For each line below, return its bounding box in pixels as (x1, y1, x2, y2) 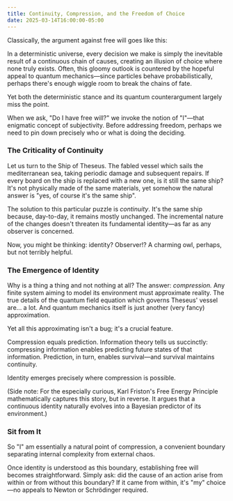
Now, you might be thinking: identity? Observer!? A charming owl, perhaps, (7, 240, 223, 248)
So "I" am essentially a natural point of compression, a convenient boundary (7, 442, 226, 451)
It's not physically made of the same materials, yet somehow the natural (7, 184, 214, 192)
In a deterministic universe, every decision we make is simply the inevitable (7, 50, 223, 58)
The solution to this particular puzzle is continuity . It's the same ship (7, 204, 203, 213)
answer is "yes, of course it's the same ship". (7, 191, 137, 200)
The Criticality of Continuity (7, 146, 104, 156)
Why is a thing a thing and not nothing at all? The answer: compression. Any (7, 281, 225, 290)
